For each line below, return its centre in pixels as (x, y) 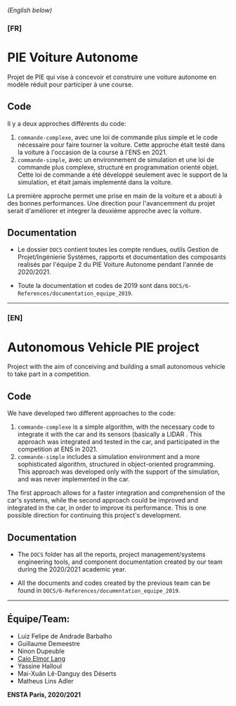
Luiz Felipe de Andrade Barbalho (65, 636)
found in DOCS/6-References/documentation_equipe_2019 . (99, 590)
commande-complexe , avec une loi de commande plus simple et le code (117, 137)
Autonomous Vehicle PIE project (104, 347)
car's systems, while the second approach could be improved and (103, 500)
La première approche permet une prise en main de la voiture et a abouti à (115, 196)
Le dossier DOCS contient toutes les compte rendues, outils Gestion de (118, 250)
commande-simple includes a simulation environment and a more (109, 457)
